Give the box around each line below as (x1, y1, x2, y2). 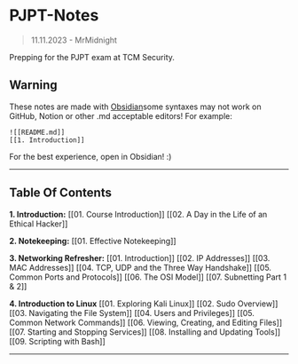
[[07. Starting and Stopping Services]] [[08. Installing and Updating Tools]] (9, 326, 281, 337)
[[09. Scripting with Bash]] (9, 336, 106, 346)
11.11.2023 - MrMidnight (30, 35, 118, 45)
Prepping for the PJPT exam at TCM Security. (9, 51, 176, 62)
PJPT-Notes (9, 5, 99, 26)
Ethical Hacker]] (9, 218, 68, 229)
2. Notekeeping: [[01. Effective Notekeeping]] (9, 235, 176, 246)
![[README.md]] (9, 128, 66, 137)
